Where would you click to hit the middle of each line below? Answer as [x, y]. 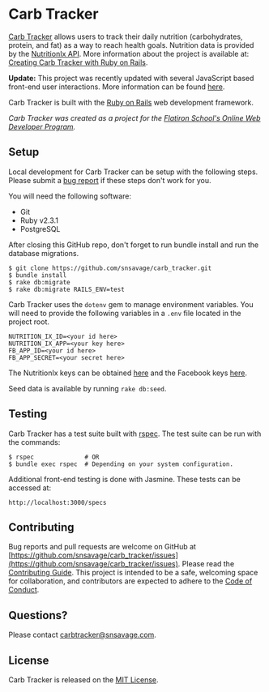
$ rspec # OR [54, 457]
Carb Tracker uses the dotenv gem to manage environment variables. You [131, 304]
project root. [29, 322]
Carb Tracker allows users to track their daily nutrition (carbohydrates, [126, 36]
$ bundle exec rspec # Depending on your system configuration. [121, 464]
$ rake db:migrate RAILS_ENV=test [67, 289]
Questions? [38, 615]
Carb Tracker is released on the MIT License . [84, 680]
